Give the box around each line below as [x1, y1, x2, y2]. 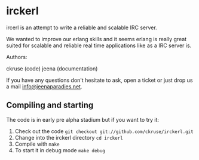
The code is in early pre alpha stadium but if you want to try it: [6, 116, 160, 123]
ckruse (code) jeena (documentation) [6, 64, 98, 72]
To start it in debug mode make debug [14, 146, 106, 153]
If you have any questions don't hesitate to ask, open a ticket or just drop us [6, 76, 193, 84]
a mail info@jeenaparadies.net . [6, 82, 82, 90]
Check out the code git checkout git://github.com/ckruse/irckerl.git [14, 127, 194, 135]
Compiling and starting [6, 100, 94, 110]
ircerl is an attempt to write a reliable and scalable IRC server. [6, 24, 157, 31]
